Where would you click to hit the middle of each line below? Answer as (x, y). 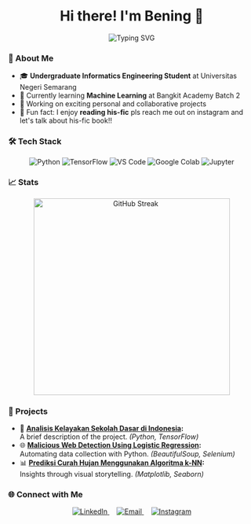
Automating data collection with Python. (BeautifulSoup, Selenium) (127, 454)
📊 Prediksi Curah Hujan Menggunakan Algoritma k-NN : (112, 463)
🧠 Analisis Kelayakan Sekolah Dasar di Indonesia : (102, 429)
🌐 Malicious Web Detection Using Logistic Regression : (110, 445)
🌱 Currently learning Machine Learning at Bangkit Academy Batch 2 (130, 96)
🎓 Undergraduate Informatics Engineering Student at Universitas (128, 76)
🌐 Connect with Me (46, 495)
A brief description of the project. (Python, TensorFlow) (109, 437)
